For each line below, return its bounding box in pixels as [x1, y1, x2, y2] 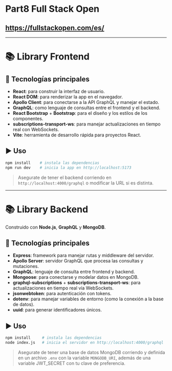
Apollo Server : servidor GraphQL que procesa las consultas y [12, 258, 143, 264]
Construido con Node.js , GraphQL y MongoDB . [5, 224, 106, 230]
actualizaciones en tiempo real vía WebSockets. [12, 285, 114, 291]
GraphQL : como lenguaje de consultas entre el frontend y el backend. [12, 105, 160, 111]
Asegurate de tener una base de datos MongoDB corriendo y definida [17, 349, 165, 355]
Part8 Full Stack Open [5, 3, 100, 15]
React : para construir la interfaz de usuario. [12, 88, 105, 94]
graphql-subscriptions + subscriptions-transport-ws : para [12, 280, 141, 286]
